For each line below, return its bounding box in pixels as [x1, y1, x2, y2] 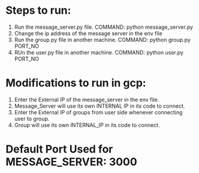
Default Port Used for [5, 142, 113, 156]
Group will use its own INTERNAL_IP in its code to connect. [14, 121, 160, 129]
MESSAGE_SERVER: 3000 [5, 155, 137, 169]
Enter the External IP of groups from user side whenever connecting [14, 108, 183, 116]
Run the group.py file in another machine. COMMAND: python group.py [14, 36, 191, 43]
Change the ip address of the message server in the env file [14, 29, 162, 37]
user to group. [14, 115, 50, 122]
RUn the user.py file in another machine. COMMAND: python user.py [14, 48, 184, 56]
